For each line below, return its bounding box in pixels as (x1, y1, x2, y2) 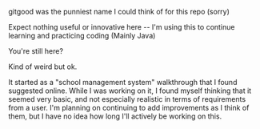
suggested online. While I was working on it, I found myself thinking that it (8, 86, 252, 95)
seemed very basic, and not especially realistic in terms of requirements (8, 95, 246, 103)
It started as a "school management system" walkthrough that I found (8, 78, 238, 87)
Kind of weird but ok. (8, 62, 78, 71)
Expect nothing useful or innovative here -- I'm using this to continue (8, 22, 235, 31)
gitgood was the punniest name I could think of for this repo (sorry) (8, 7, 230, 16)
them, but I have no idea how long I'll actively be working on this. (8, 111, 222, 121)
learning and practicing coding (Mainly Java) (8, 31, 156, 40)
